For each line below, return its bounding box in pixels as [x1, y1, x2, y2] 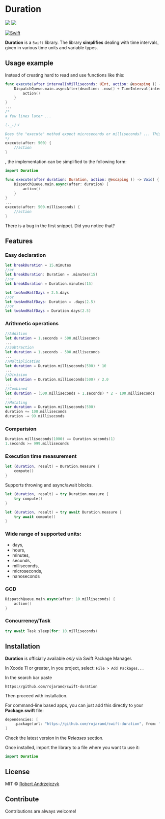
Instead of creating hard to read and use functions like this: [5, 72, 125, 78]
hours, [12, 547, 26, 553]
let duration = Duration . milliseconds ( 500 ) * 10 [5, 363, 107, 368]
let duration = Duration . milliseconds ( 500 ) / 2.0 [5, 377, 109, 382]
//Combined [5, 386, 27, 391]
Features [5, 237, 33, 245]
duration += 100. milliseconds [5, 409, 67, 414]
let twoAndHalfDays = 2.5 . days [5, 290, 69, 295]
